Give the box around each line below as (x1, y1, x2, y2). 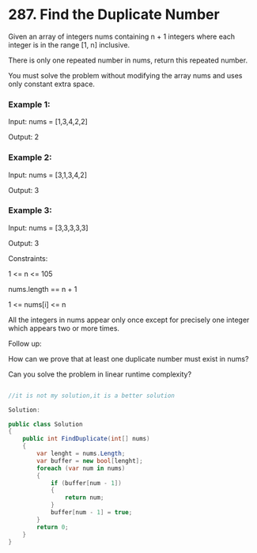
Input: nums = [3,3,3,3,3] (8, 223, 89, 233)
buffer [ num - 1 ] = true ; (50, 509, 133, 517)
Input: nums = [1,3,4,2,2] (8, 117, 89, 127)
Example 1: (8, 99, 51, 110)
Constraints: (8, 253, 48, 263)
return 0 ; (36, 523, 69, 531)
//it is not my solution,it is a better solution (8, 392, 176, 400)
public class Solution (8, 420, 83, 428)
